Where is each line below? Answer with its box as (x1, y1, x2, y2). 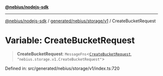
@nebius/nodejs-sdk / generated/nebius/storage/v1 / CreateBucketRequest (5, 18, 156, 24)
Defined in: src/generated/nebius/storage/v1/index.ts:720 (5, 65, 120, 71)
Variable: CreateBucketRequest (5, 35, 135, 46)
